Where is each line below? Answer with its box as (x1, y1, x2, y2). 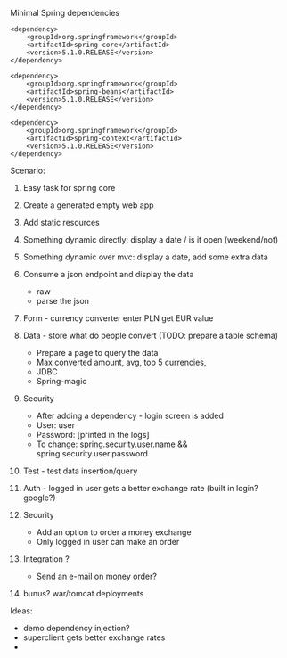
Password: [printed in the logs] (36, 430, 150, 440)
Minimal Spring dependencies (10, 8, 119, 18)
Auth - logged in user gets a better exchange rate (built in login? (22, 483, 258, 493)
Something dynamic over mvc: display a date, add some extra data (22, 251, 268, 262)
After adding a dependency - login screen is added (36, 410, 224, 421)
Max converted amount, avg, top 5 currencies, (36, 357, 207, 367)
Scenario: (10, 165, 45, 176)
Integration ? (22, 554, 70, 564)
